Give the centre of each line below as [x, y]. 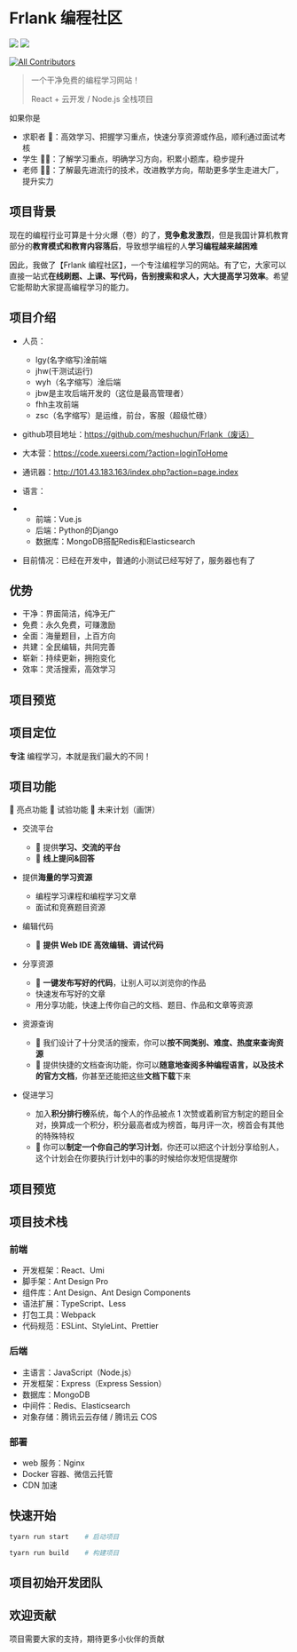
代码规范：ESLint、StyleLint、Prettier [90, 1326]
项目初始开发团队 [56, 1583]
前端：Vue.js [59, 519]
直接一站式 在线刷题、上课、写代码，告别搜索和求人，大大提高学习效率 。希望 [149, 275]
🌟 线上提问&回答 [65, 859]
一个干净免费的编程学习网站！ [85, 80]
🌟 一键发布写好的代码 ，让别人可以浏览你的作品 [121, 983]
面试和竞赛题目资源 [70, 908]
